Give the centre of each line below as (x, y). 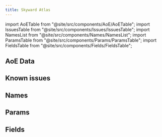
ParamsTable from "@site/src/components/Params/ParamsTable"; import (81, 40)
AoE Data (20, 61)
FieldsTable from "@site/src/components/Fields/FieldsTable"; (69, 45)
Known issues (28, 78)
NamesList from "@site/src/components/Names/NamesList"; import (76, 35)
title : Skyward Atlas (28, 10)
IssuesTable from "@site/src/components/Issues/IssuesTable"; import (77, 29)
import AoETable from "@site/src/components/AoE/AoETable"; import (77, 24)
